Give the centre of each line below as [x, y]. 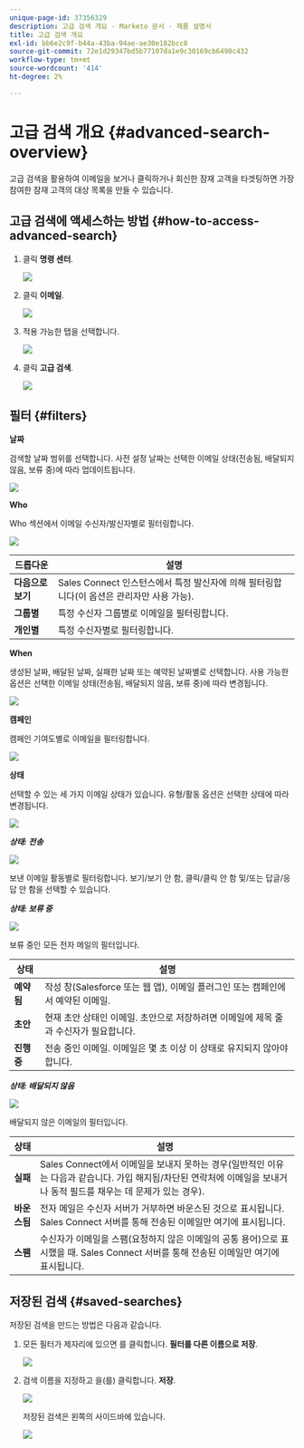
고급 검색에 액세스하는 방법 [79, 222]
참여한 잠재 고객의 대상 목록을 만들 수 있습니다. [91, 189]
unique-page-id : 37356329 [58, 18]
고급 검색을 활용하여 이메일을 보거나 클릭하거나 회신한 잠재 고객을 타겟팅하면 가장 [152, 179]
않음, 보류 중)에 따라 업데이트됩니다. [72, 470]
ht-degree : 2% [36, 77]
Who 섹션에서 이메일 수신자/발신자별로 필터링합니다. [102, 524]
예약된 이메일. [83, 1000]
